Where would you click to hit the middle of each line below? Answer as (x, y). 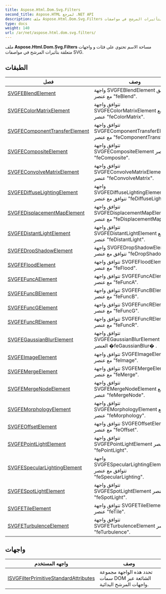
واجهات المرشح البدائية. (124, 584)
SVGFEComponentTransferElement (48, 131)
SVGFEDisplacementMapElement (46, 213)
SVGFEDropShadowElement (40, 250)
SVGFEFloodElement (32, 265)
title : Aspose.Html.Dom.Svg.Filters (43, 10)
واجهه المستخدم (51, 563)
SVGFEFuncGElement (33, 307)
